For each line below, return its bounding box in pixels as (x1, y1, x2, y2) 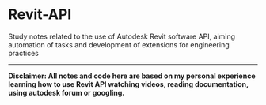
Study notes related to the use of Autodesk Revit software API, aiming (8, 32, 236, 41)
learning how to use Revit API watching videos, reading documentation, (8, 79, 249, 88)
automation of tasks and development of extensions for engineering (8, 39, 230, 49)
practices (8, 48, 40, 58)
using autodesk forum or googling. (8, 88, 125, 97)
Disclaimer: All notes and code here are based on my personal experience (8, 71, 256, 81)
